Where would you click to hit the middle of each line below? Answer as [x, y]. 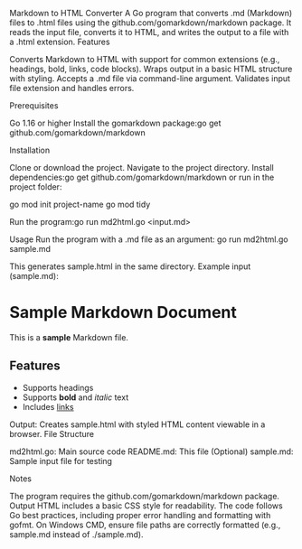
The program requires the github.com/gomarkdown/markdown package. [145, 496]
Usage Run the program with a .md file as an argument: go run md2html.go [149, 239]
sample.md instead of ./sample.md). [76, 534]
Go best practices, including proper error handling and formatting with [140, 515]
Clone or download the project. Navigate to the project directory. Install [142, 167]
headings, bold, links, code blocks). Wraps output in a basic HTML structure [151, 69]
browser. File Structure [52, 433]
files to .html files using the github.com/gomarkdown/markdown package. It [151, 23]
